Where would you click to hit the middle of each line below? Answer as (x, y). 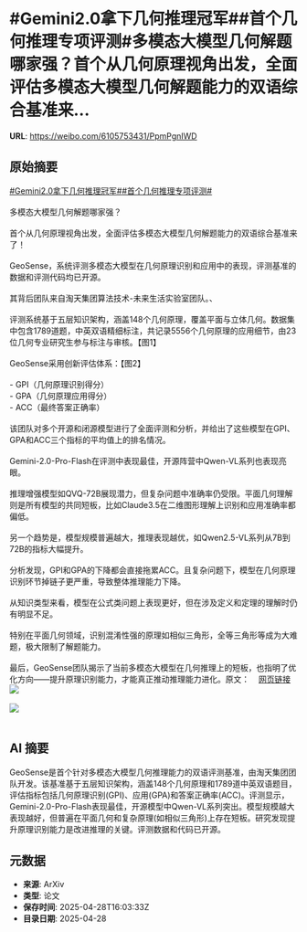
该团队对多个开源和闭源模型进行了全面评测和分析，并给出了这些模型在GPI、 (152, 428)
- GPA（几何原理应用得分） (61, 396)
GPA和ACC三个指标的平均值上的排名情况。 (90, 440)
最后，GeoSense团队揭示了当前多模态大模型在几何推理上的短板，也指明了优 (153, 667)
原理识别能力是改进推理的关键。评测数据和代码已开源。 (121, 829)
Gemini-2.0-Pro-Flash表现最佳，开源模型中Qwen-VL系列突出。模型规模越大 (152, 806)
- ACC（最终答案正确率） (57, 407)
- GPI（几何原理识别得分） (59, 384)
